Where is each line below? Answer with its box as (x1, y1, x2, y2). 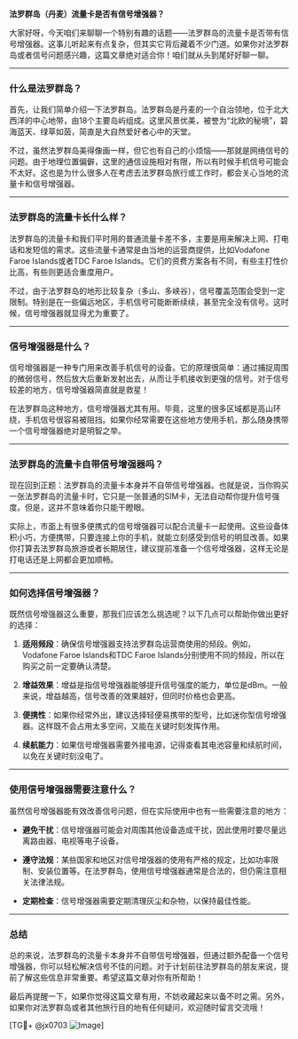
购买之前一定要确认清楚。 (21, 661, 116, 671)
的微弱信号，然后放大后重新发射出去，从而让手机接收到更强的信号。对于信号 (9, 373, 289, 384)
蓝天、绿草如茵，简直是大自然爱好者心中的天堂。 (16, 126, 196, 137)
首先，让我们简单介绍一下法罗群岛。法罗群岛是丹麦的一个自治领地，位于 (9, 104, 273, 115)
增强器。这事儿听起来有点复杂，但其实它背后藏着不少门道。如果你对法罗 (16, 39, 281, 49)
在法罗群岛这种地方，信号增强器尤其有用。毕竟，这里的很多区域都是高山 (9, 403, 273, 414)
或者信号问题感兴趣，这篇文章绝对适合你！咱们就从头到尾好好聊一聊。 (16, 50, 273, 60)
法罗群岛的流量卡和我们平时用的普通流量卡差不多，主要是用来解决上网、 (9, 233, 273, 243)
